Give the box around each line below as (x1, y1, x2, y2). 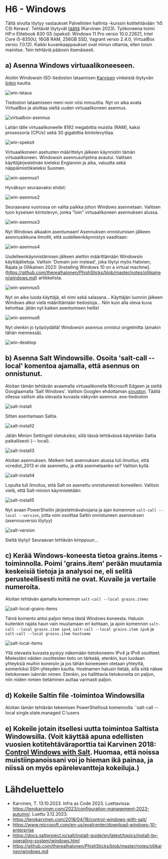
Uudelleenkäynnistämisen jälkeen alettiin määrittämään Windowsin (5, 253, 143, 259)
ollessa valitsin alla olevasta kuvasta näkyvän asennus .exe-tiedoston (5, 393, 148, 399)
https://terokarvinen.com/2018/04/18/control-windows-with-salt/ (12, 816, 147, 822)
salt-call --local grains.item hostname (5, 631, 91, 637)
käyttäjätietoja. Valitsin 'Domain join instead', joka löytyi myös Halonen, (5, 258, 151, 264)
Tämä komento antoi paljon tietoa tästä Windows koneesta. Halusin (5, 616, 144, 622)
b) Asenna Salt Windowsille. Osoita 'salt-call (5, 354, 147, 362)
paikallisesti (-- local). (5, 438, 50, 444)
